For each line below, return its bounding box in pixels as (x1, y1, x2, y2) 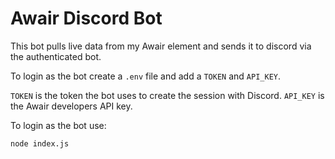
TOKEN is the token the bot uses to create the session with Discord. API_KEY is (10, 89, 325, 101)
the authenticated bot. (10, 50, 102, 62)
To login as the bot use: (10, 119, 107, 131)
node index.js (10, 138, 70, 149)
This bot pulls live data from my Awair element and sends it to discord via (10, 40, 312, 52)
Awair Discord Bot (10, 7, 163, 30)
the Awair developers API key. (10, 100, 133, 112)
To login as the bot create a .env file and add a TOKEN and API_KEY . (10, 70, 282, 82)
